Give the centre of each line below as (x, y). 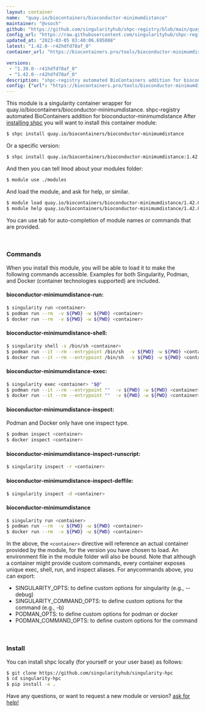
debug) (24, 594)
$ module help (24, 208)
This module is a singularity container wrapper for (69, 103)
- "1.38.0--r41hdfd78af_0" (43, 69)
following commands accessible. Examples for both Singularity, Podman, (98, 274)
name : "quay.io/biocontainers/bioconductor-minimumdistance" (87, 18)
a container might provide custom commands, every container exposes (96, 563)
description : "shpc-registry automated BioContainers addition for (94, 80)
